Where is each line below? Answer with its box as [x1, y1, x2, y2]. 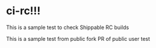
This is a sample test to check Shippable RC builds [6, 24, 129, 31]
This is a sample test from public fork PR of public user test [6, 35, 151, 42]
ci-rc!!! [6, 4, 41, 18]
